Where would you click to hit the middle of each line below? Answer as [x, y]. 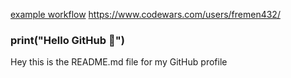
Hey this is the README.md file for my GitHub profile [119, 62]
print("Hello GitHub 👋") [67, 40]
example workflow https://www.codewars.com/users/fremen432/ [145, 14]
